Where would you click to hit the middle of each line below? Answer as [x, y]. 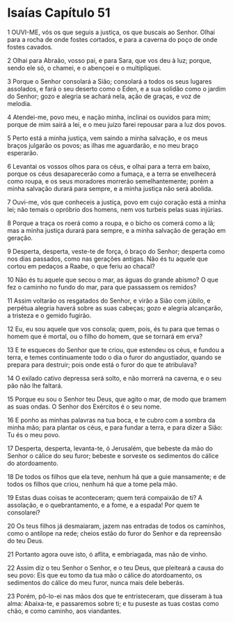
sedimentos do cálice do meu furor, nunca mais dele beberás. [96, 582]
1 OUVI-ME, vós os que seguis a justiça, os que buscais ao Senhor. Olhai [111, 32]
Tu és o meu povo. [34, 434]
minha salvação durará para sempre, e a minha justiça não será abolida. [110, 188]
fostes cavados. [30, 47]
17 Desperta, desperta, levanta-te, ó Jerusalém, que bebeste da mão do [110, 448]
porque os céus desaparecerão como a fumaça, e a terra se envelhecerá [112, 174]
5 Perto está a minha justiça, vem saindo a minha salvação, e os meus [107, 138]
